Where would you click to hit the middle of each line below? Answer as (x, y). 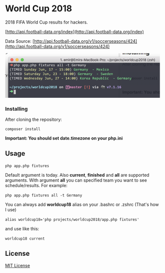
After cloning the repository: (34, 119)
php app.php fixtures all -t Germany (44, 195)
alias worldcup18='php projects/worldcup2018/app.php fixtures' (72, 219)
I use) (11, 210)
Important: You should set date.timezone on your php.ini (64, 138)
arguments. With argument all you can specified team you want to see (76, 180)
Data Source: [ (20, 41)
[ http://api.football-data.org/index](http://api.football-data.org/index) (74, 31)
